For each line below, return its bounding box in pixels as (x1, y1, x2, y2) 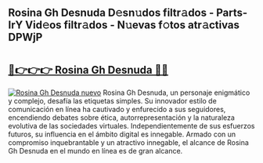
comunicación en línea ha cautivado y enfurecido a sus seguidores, (8, 105, 226, 114)
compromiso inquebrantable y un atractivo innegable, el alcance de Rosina (8, 138, 249, 147)
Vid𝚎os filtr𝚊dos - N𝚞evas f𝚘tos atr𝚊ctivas (24, 19, 240, 32)
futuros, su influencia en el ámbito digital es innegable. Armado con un (8, 129, 236, 139)
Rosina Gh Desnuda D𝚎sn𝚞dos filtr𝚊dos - (8, 6, 214, 20)
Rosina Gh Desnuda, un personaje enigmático (103, 88, 250, 97)
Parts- (216, 6, 248, 20)
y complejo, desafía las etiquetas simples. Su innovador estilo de (8, 96, 217, 105)
